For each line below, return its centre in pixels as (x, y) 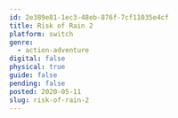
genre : (21, 42)
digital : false (37, 59)
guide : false (33, 75)
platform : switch (41, 34)
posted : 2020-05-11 (45, 91)
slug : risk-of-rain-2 (49, 100)
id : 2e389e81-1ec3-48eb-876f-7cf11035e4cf (89, 17)
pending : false (37, 83)
